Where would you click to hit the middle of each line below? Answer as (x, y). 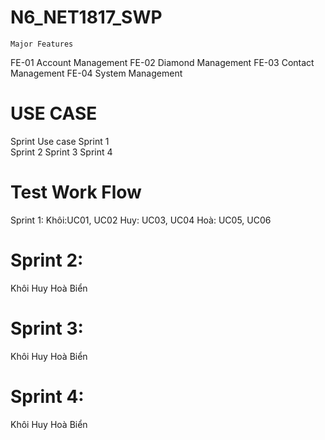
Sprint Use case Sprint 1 (60, 141)
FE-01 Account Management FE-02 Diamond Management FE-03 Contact (162, 62)
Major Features (42, 44)
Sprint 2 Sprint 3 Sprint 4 (61, 152)
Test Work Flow (76, 192)
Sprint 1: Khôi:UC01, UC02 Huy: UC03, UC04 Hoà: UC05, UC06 (141, 220)
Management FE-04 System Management (96, 73)
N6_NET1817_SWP (86, 17)
